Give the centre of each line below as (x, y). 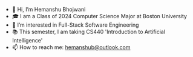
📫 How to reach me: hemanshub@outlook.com (71, 47)
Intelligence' (27, 40)
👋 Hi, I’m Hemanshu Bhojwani (49, 9)
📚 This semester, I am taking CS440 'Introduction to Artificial (88, 32)
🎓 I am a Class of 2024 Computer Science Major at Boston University (100, 16)
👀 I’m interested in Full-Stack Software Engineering (75, 25)
